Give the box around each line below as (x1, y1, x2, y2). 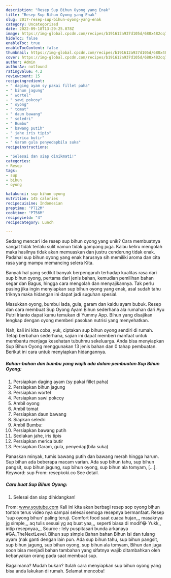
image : (6, 31, 20, 36)
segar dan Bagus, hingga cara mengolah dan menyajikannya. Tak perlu (6, 280, 154, 286)
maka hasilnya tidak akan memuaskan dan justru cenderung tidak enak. (6, 249, 155, 255)
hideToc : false (6, 36, 38, 41)
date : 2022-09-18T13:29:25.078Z (6, 26, 74, 32)
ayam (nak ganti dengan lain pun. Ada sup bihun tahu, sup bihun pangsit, (6, 536, 159, 542)
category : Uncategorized (6, 21, 58, 27)
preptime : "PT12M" (6, 206, 45, 211)
